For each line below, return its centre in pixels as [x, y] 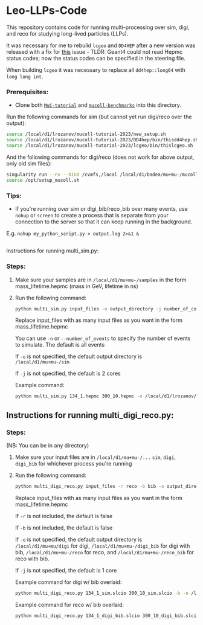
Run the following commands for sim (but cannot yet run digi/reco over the [99, 117]
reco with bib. [32, 559]
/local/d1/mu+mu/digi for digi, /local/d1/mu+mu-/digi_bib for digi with [102, 546]
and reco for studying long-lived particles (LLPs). [67, 33]
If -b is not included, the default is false [64, 527]
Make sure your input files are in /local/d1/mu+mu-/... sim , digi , [95, 457]
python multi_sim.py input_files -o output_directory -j [88, 309]
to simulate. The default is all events [60, 345]
